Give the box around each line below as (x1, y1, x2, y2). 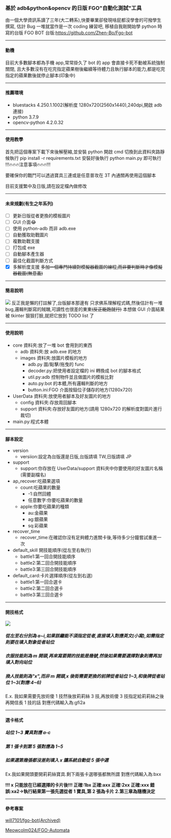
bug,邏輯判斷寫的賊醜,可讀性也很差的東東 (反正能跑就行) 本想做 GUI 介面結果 (5, 306, 165, 312)
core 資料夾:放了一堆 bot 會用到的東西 (12, 342, 93, 348)
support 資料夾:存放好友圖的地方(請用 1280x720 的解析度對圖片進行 (20, 406, 162, 412)
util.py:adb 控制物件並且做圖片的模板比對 (27, 374, 114, 380)
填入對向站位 (5, 659, 32, 665)
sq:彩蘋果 (27, 523, 48, 529)
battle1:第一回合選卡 (20, 579, 63, 585)
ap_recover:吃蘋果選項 (12, 478, 60, 484)
